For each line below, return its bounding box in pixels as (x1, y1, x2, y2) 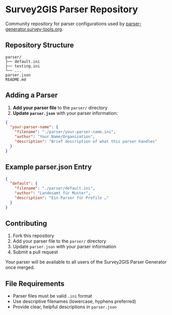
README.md (5, 77, 27, 82)
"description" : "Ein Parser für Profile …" (14, 195, 109, 201)
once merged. (5, 264, 35, 270)
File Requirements (5, 279, 65, 288)
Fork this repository (12, 232, 54, 239)
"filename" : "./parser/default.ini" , (14, 186, 95, 191)
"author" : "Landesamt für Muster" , (14, 191, 91, 196)
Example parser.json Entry (5, 163, 92, 171)
